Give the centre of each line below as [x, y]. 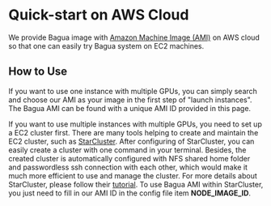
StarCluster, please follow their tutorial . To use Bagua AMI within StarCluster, [136, 184]
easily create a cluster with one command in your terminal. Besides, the [127, 150]
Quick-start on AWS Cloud [99, 15]
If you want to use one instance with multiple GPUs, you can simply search [133, 91]
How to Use [38, 72]
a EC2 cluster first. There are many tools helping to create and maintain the [133, 132]
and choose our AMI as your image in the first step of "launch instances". [130, 100]
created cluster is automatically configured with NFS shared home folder [129, 158]
